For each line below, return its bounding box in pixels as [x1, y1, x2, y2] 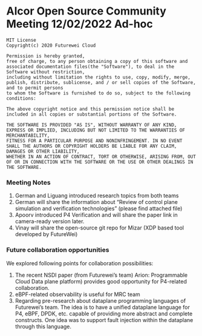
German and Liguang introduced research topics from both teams [15, 192, 179, 199]
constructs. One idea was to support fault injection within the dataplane [15, 316, 194, 323]
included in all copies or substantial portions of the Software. [6, 111, 177, 117]
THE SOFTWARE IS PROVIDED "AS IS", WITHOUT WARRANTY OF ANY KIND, [6, 122, 177, 128]
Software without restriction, [6, 68, 85, 75]
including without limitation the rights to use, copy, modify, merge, [6, 74, 191, 80]
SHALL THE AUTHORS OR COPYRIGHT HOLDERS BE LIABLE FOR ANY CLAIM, [6, 143, 177, 149]
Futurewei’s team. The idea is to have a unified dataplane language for [15, 303, 191, 311]
